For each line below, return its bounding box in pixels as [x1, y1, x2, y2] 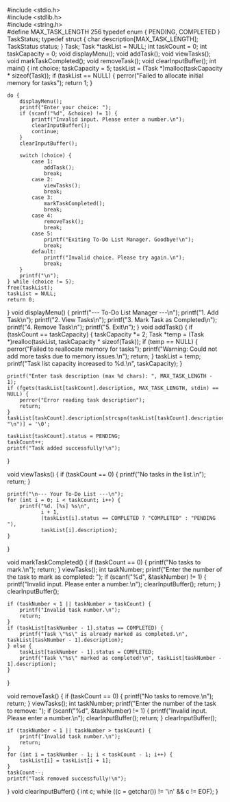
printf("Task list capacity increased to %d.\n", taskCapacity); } [7, 360, 183, 367]
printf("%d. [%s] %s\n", [19, 503, 90, 509]
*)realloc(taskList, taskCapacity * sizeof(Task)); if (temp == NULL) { [7, 338, 199, 345]
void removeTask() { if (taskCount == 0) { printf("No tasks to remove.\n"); [7, 692, 214, 700]
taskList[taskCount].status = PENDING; [7, 433, 121, 439]
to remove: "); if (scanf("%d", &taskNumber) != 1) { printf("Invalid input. [7, 707, 207, 715]
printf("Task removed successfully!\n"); [7, 775, 127, 782]
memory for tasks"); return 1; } [7, 79, 93, 87]
